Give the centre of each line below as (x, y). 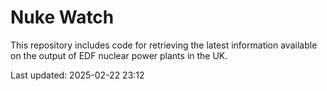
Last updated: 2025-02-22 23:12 (77, 75)
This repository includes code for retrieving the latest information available (164, 45)
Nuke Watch (62, 17)
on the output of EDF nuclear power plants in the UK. (119, 55)
